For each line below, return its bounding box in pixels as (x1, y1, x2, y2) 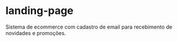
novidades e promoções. (5, 29, 66, 36)
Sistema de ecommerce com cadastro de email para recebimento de (5, 23, 173, 30)
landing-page (5, 4, 74, 17)
